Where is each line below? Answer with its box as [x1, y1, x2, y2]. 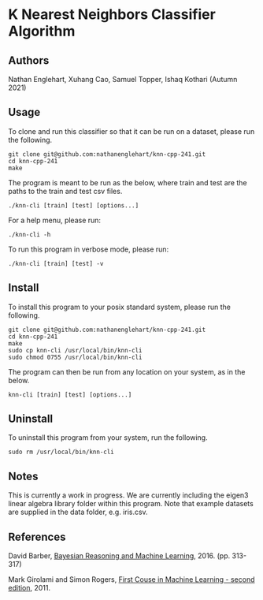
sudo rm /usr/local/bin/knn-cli [8, 448, 114, 457]
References [8, 530, 66, 543]
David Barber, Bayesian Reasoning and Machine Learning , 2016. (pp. [8, 551, 231, 561]
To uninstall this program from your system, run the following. [8, 433, 208, 442]
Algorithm [8, 22, 76, 40]
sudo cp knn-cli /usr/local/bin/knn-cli [8, 346, 143, 354]
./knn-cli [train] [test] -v [8, 259, 104, 267]
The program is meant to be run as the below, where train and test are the [8, 177, 247, 187]
